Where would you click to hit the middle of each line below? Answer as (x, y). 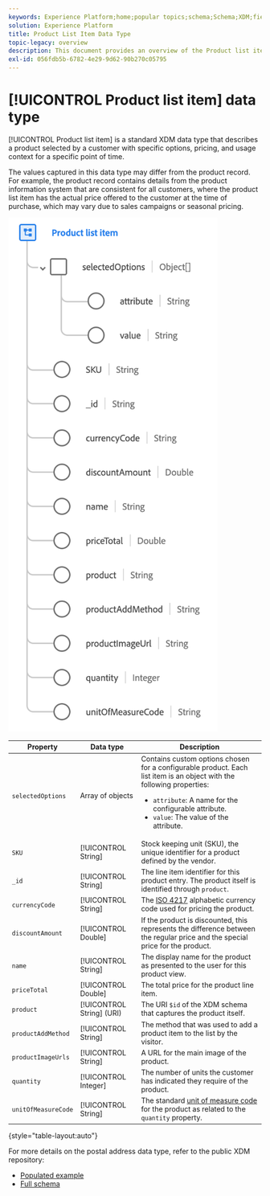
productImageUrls (41, 1058)
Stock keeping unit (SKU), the (190, 843)
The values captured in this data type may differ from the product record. (129, 172)
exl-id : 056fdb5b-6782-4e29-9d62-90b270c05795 (88, 59)
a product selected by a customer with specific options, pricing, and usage (132, 148)
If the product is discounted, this (194, 920)
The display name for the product (196, 956)
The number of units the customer (197, 1072)
